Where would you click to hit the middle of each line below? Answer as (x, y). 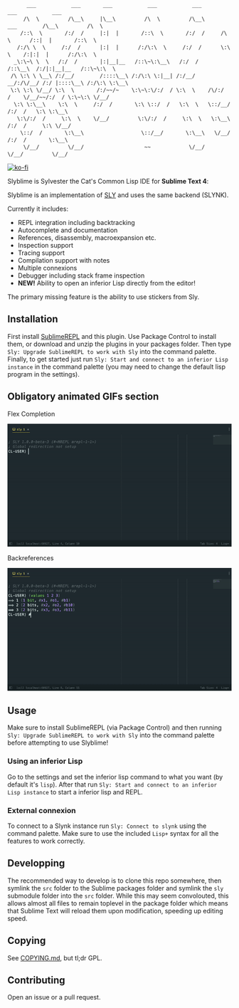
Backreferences (31, 558)
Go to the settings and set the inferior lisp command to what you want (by (115, 777)
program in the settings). (43, 374)
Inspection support (45, 245)
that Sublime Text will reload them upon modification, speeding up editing (115, 910)
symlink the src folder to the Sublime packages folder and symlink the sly (116, 888)
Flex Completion (31, 414)
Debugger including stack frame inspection (81, 275)
